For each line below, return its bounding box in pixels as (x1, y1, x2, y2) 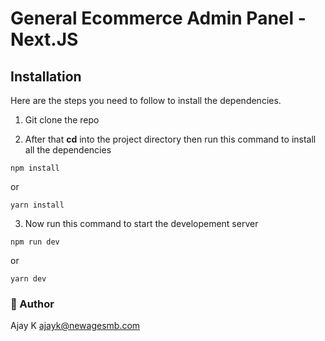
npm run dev (10, 237, 60, 247)
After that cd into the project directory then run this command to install (24, 133, 317, 145)
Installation (10, 68, 82, 85)
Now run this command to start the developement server (24, 218, 259, 229)
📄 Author (10, 297, 55, 311)
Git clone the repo (24, 114, 100, 126)
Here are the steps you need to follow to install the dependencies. (10, 95, 282, 106)
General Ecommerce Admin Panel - (10, 7, 307, 30)
